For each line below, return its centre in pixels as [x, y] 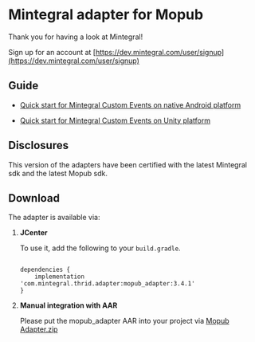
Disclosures [39, 145]
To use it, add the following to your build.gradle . [100, 248]
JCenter [33, 233]
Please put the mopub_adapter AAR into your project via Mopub [124, 321]
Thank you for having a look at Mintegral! [76, 37]
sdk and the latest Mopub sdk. [58, 173]
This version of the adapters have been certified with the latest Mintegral [127, 164]
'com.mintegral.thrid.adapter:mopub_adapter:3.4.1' [107, 284]
